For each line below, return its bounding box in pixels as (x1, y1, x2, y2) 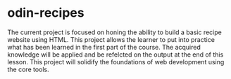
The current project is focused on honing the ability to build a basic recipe (7, 28, 222, 36)
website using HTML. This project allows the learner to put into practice (7, 35, 215, 43)
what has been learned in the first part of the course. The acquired (7, 43, 201, 51)
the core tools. (7, 65, 49, 73)
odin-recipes (7, 5, 85, 21)
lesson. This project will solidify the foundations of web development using (7, 57, 225, 66)
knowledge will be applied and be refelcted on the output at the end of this (7, 50, 224, 59)
